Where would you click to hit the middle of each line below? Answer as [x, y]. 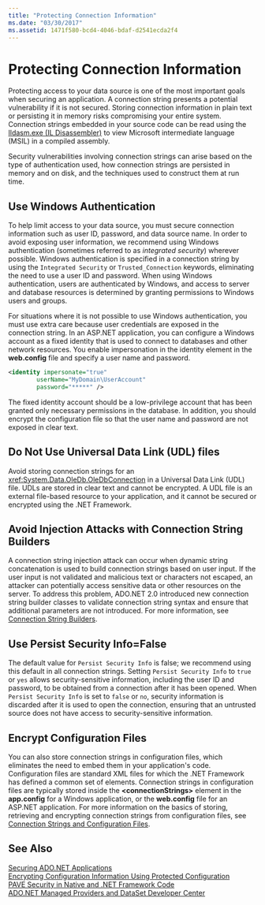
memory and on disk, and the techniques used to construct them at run [124, 173]
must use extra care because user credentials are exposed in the [114, 325]
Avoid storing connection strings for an [71, 471]
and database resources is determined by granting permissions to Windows [131, 292]
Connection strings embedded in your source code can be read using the [127, 125]
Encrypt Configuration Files [78, 738]
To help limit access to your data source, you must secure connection [121, 225]
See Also [30, 849]
